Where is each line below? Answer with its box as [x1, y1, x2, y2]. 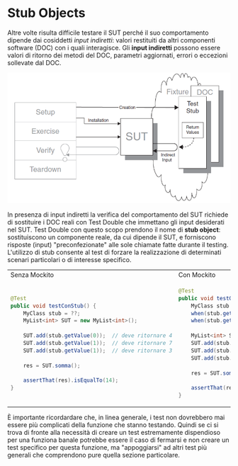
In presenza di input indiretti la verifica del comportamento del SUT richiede [7, 210, 229, 219]
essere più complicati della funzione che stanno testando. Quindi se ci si [7, 420, 219, 429]
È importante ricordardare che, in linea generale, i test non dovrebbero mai [7, 413, 225, 421]
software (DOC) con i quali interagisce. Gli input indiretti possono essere [7, 43, 221, 52]
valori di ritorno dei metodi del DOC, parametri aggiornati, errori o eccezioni [7, 51, 228, 59]
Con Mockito [178, 271, 216, 279]
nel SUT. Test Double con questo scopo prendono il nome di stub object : [7, 225, 221, 234]
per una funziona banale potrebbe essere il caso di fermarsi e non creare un [7, 436, 229, 444]
